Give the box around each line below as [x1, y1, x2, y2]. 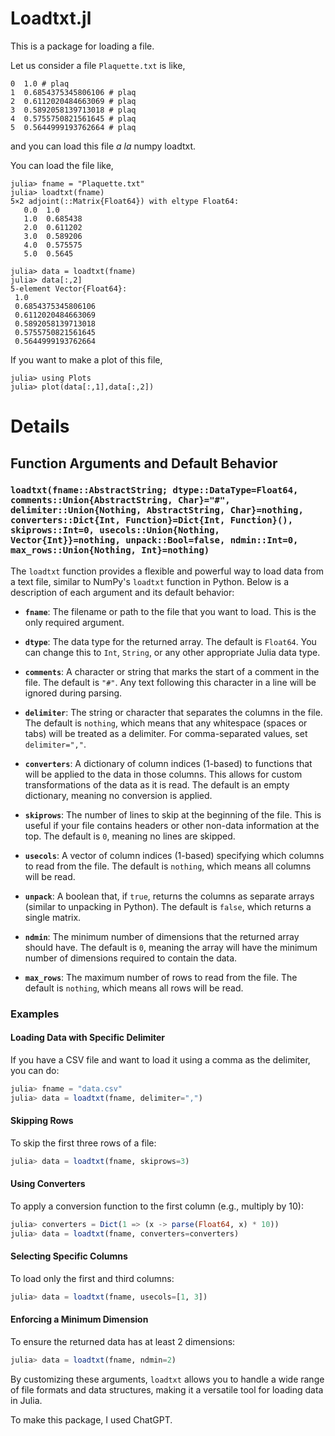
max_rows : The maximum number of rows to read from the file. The [24, 971, 298, 983]
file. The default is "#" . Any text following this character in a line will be [24, 676, 317, 688]
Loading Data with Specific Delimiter [10, 1032, 166, 1044]
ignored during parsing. [24, 687, 123, 699]
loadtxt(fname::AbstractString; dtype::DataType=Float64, [10, 485, 299, 496]
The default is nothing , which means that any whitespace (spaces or [24, 717, 308, 729]
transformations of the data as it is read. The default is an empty [24, 778, 290, 791]
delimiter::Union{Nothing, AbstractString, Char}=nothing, [10, 505, 304, 516]
